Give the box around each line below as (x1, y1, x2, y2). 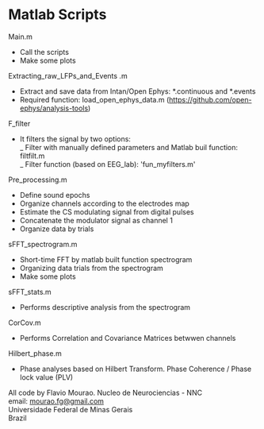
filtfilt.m (19, 151, 45, 160)
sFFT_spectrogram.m (8, 239, 78, 249)
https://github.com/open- (169, 95, 252, 104)
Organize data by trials (19, 224, 94, 234)
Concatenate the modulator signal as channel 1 (19, 215, 173, 225)
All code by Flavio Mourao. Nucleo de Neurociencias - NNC (8, 388, 203, 397)
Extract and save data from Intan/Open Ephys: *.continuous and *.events (19, 86, 256, 96)
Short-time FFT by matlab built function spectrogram (19, 254, 193, 264)
